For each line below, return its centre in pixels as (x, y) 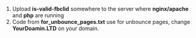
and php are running (38, 15)
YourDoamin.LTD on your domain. (55, 28)
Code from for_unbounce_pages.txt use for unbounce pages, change (101, 22)
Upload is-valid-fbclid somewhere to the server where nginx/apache (100, 9)
